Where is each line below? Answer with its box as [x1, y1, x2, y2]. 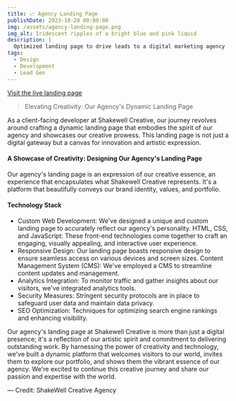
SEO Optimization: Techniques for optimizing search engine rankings [17, 306, 218, 314]
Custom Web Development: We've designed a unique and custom [17, 216, 209, 225]
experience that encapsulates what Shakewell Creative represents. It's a [7, 177, 217, 186]
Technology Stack [7, 201, 62, 210]
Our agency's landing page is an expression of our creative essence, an [7, 170, 216, 178]
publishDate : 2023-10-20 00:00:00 [7, 17, 109, 24]
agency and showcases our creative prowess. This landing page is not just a [7, 131, 229, 139]
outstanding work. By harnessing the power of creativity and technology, [7, 342, 219, 350]
